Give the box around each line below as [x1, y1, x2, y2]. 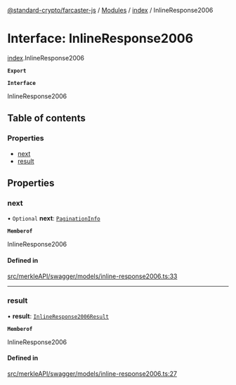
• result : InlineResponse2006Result [7, 312, 109, 320]
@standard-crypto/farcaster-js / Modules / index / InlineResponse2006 [7, 6, 214, 14]
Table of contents [7, 112, 86, 124]
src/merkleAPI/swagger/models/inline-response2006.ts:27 [7, 370, 178, 378]
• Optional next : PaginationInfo [7, 214, 100, 223]
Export [7, 67, 27, 74]
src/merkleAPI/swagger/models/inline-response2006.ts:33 [7, 272, 178, 280]
